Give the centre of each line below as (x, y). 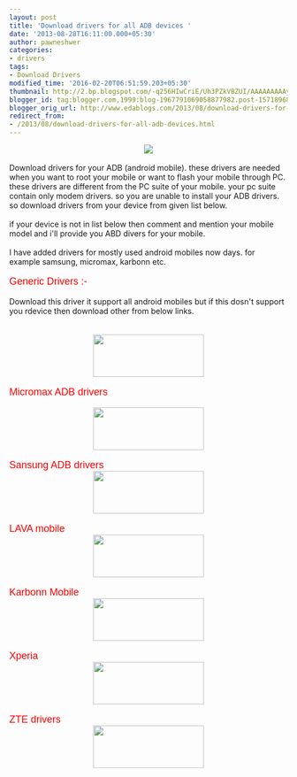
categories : (31, 50)
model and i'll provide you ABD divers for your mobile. (107, 234)
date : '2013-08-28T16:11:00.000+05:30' (83, 34)
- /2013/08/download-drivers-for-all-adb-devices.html (112, 125)
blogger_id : (31, 100)
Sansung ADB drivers (57, 465)
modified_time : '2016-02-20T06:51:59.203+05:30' (100, 83)
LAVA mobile (37, 529)
